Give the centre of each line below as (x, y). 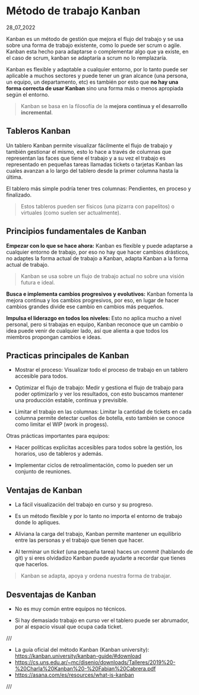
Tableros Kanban (38, 131)
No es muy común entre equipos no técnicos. (70, 609)
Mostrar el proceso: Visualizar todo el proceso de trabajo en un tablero (101, 370)
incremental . (37, 112)
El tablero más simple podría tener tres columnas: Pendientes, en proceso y (99, 188)
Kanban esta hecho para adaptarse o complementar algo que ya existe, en (97, 51)
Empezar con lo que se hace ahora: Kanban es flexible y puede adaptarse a (99, 245)
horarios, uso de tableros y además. (59, 454)
